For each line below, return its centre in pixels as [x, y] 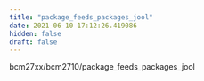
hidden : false [36, 33]
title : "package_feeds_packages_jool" [81, 17]
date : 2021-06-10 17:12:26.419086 [73, 26]
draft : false [33, 42]
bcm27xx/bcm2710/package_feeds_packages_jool [102, 67]
